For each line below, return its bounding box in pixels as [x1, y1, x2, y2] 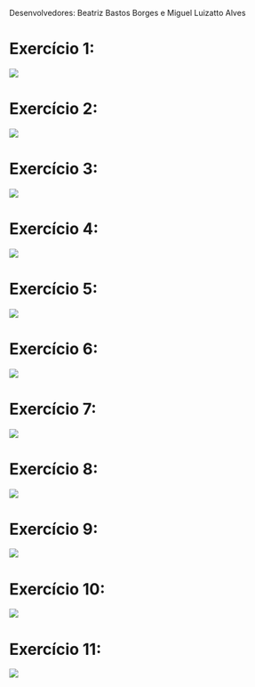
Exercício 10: [9, 578, 106, 599]
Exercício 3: [9, 159, 99, 179]
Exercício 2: [9, 99, 99, 119]
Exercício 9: [9, 519, 99, 539]
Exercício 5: [9, 279, 98, 299]
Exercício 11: [9, 639, 102, 659]
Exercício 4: [9, 219, 100, 238]
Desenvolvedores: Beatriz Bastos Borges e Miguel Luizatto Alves [9, 8, 246, 18]
